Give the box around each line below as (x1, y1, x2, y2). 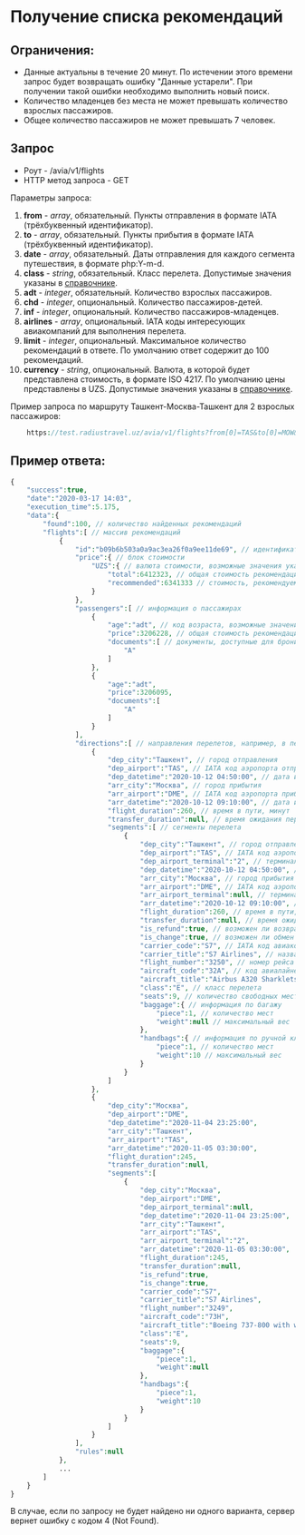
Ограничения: (10, 43, 94, 58)
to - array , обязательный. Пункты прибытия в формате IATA (23, 229, 254, 240)
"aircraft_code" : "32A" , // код (139, 966, 258, 976)
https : (26, 428, 52, 437)
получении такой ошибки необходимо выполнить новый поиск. (23, 86, 270, 96)
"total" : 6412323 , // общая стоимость (107, 570, 250, 580)
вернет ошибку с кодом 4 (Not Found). (10, 1515, 159, 1526)
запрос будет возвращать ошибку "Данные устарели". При (23, 76, 253, 87)
